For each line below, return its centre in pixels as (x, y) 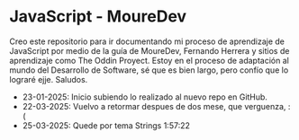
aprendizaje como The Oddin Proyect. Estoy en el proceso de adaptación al (149, 60)
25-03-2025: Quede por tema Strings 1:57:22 (106, 125)
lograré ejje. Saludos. (49, 79)
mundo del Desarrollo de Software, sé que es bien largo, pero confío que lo (149, 70)
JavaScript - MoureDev (98, 17)
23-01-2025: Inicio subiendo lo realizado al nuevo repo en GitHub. (145, 97)
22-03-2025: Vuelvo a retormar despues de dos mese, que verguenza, (154, 106)
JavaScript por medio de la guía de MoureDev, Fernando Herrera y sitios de (149, 50)
